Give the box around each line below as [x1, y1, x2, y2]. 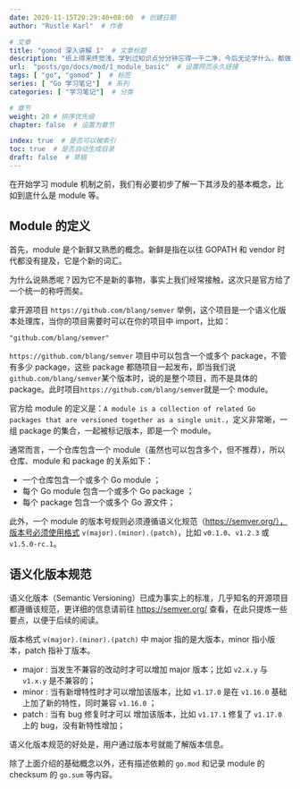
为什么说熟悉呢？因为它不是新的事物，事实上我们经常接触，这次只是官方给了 [9, 274, 291, 284]
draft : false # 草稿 [9, 153, 87, 162]
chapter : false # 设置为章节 [9, 120, 115, 130]
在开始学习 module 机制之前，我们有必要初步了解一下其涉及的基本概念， [9, 178, 276, 189]
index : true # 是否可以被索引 [9, 136, 116, 146]
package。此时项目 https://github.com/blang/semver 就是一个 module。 [9, 384, 273, 394]
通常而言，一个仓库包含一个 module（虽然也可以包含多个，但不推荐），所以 [9, 444, 286, 454]
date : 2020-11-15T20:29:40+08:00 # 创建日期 [9, 13, 177, 22]
